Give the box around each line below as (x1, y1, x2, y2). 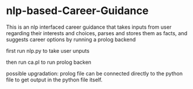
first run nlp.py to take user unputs (6, 47, 90, 54)
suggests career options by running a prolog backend (6, 36, 136, 43)
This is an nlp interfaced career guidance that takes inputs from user (6, 23, 172, 30)
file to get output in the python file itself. (6, 76, 103, 83)
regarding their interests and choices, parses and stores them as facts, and (6, 29, 188, 36)
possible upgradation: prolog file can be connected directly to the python (6, 70, 183, 77)
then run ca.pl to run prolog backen (6, 59, 92, 66)
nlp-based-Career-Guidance (6, 4, 149, 18)
